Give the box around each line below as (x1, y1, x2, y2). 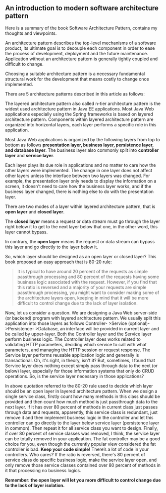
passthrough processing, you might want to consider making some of (17, 290, 160, 296)
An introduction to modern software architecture (5, 4, 159, 12)
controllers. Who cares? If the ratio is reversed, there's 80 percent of (5, 451, 145, 457)
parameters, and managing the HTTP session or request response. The (5, 347, 151, 353)
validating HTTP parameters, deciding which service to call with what (5, 341, 147, 347)
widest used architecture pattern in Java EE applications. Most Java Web (5, 105, 154, 111)
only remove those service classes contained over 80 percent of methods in (5, 462, 161, 468)
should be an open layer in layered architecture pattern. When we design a (5, 388, 158, 394)
